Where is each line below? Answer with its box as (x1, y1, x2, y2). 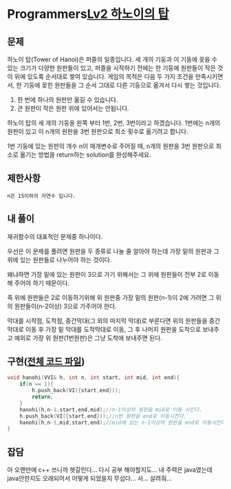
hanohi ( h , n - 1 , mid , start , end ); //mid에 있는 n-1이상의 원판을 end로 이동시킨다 (19, 419, 225, 426)
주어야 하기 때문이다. (14, 279, 70, 287)
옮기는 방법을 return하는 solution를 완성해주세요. (19, 150, 151, 159)
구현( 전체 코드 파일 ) (7, 356, 85, 367)
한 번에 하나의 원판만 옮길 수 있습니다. (16, 95, 118, 104)
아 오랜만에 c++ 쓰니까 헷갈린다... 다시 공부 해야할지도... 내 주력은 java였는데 (7, 466, 213, 474)
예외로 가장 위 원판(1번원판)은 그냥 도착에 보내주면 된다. (14, 334, 163, 342)
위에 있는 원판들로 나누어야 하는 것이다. (7, 255, 112, 264)
